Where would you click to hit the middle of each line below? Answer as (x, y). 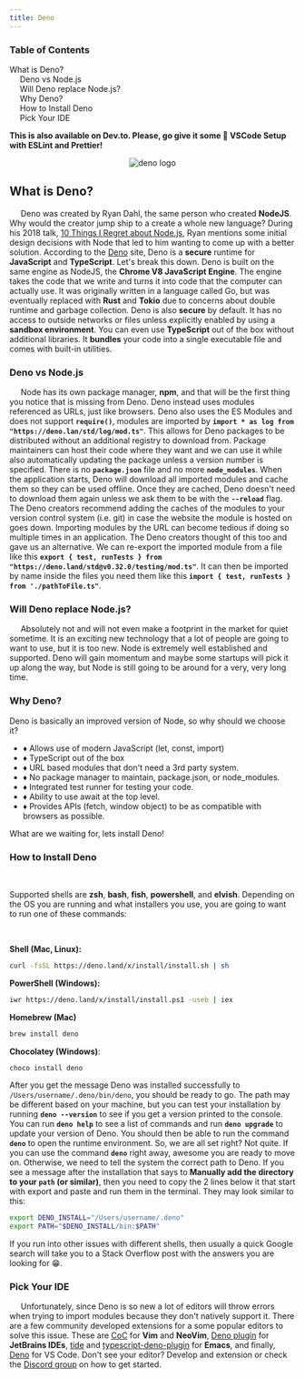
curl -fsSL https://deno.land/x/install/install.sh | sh (119, 966)
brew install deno (44, 1034)
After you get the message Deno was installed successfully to (125, 1085)
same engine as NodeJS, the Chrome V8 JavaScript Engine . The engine (146, 271)
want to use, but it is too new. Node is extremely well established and (138, 648)
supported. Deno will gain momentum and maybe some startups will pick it (149, 658)
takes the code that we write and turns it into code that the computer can (146, 281)
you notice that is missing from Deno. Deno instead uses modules (132, 402)
